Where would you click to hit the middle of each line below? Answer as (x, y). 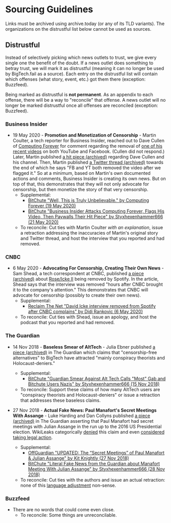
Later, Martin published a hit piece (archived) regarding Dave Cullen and (88, 157)
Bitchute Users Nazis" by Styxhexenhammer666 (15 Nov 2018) (94, 384)
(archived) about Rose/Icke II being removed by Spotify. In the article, (86, 279)
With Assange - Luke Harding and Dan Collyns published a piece (81, 416)
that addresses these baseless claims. (60, 400)
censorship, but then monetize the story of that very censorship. (80, 190)
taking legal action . (33, 437)
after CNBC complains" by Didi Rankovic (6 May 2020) (85, 312)
